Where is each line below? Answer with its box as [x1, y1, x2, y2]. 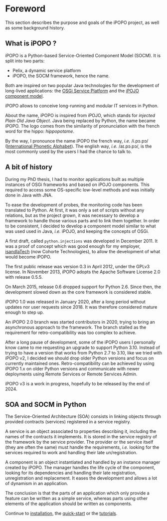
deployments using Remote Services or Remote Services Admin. [5, 371, 138, 377]
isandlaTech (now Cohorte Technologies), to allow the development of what [5, 248, 161, 254]
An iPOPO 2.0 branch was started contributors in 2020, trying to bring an [5, 319, 156, 325]
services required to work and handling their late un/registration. [5, 450, 138, 456]
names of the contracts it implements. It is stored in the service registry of [5, 434, 157, 440]
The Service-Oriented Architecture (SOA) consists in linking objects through [5, 413, 161, 419]
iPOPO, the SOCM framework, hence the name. [12, 73, 110, 79]
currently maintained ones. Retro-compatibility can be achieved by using [5, 360, 155, 366]
